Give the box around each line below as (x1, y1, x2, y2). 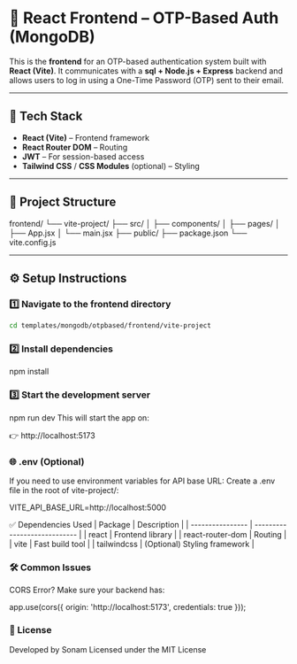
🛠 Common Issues (9, 561, 92, 574)
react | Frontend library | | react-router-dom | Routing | (88, 529, 287, 540)
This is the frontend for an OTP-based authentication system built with (9, 56, 267, 66)
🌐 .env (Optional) (9, 455, 85, 467)
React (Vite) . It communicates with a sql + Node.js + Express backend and (9, 66, 283, 76)
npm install (9, 367, 49, 377)
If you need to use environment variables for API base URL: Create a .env (9, 475, 276, 486)
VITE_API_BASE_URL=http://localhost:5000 (9, 502, 166, 513)
